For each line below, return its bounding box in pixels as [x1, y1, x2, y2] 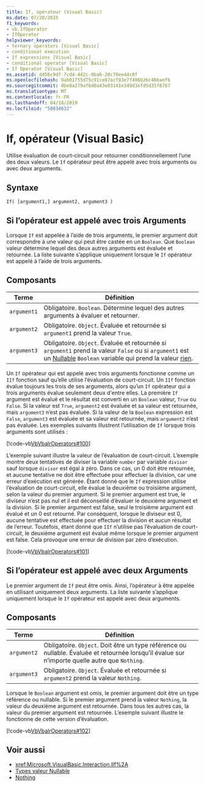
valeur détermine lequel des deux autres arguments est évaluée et [6, 245, 173, 252]
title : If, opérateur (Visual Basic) [6, 9, 103, 15]
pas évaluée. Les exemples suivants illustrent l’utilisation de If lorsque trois [6, 421, 196, 429]
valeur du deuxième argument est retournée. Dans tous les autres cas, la [6, 702, 189, 709]
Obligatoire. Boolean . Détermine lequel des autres [43, 303, 184, 312]
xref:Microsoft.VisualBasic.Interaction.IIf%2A [15, 761, 129, 768]
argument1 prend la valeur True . [43, 328, 132, 337]
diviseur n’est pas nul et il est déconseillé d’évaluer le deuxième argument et [6, 497, 198, 504]
